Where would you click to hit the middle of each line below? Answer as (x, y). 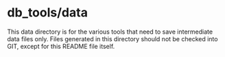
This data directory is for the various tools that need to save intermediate (110, 32)
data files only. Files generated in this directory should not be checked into (113, 38)
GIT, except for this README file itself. (61, 46)
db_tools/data (47, 13)
